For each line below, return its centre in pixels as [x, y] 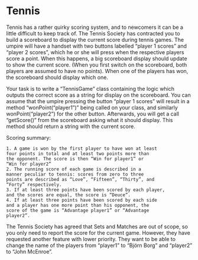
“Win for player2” [29, 164]
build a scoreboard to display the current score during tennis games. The [95, 40]
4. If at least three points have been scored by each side [82, 200]
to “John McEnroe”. [30, 251]
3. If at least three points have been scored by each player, [86, 190]
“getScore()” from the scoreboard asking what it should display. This [90, 120]
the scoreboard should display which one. [57, 77]
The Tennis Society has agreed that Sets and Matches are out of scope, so [97, 226]
